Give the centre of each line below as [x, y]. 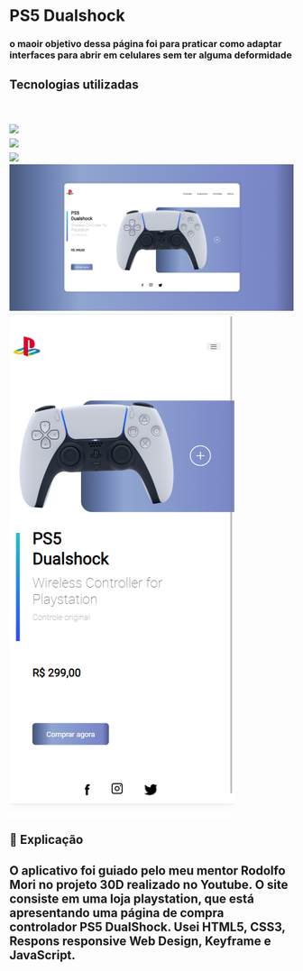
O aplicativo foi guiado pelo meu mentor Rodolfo [147, 870]
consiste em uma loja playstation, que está [132, 898]
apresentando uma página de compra [117, 913]
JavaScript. [43, 955]
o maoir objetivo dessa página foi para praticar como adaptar [146, 44]
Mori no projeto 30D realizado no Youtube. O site [149, 884]
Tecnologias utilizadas [74, 84]
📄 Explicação [46, 840]
